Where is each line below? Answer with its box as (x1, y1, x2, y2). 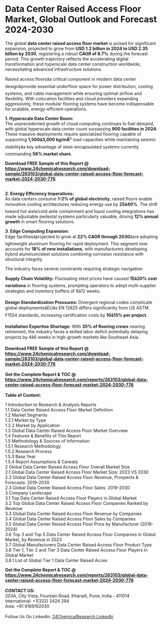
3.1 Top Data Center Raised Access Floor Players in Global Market (5, 495, 137, 501)
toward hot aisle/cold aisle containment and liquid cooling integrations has (5, 208, 155, 214)
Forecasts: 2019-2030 (5, 479, 50, 485)
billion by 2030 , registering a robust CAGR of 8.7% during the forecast (5, 50, 148, 57)
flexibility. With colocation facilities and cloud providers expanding (5, 95, 139, 101)
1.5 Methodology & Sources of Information (5, 438, 90, 444)
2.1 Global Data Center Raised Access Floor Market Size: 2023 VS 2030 (5, 469, 149, 475)
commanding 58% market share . (5, 151, 72, 157)
